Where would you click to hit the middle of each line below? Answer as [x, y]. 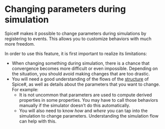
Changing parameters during [65, 9]
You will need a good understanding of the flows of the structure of [80, 79]
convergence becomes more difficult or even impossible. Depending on [85, 68]
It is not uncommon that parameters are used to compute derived [85, 95]
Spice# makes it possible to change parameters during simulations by [76, 33]
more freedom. [20, 44]
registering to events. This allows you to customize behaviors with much [78, 39]
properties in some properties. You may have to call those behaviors [89, 100]
